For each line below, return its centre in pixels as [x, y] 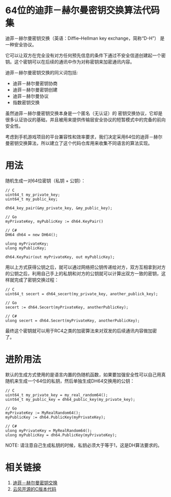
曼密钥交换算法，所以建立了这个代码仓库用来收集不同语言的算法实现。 [79, 143]
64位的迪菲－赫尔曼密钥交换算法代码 [83, 10]
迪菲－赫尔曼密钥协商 [35, 83]
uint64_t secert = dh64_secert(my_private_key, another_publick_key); [82, 294]
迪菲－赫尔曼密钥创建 [35, 90]
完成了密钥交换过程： [36, 280]
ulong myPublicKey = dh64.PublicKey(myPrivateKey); [61, 435]
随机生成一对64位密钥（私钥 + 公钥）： [45, 181]
